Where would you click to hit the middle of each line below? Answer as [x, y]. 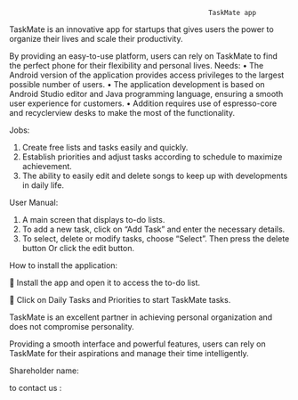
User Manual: [34, 202]
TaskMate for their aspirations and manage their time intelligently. [129, 353]
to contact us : [36, 388]
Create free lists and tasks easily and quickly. [105, 147]
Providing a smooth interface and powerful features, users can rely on [137, 344]
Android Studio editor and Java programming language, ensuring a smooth [146, 94]
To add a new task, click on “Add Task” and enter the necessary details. [153, 229]
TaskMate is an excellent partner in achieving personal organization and [141, 317]
